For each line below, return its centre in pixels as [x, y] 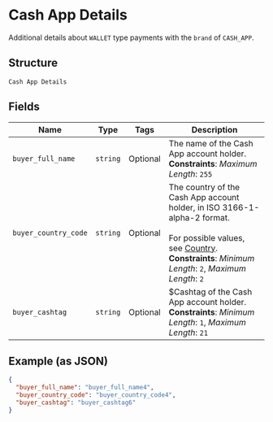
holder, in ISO [195, 207]
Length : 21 [188, 333]
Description [214, 129]
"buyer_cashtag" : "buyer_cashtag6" [76, 402]
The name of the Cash [211, 143]
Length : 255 [191, 174]
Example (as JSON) [58, 361]
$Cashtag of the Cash [210, 292]
